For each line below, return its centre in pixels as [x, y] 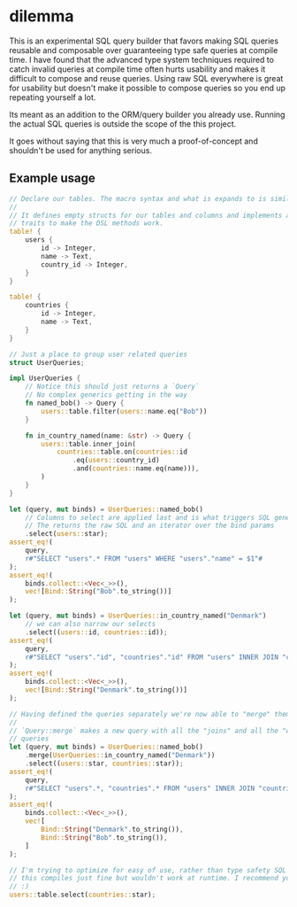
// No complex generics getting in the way [107, 395]
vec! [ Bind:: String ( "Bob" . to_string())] [99, 592]
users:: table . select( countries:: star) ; [83, 895]
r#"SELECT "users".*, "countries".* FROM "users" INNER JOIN [140, 788]
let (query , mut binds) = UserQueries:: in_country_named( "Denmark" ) [138, 616]
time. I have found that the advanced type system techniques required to [141, 59]
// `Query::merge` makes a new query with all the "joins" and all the [144, 731]
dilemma [42, 16]
